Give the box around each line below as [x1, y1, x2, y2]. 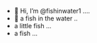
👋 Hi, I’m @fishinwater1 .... [13, 7, 91, 15]
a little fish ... [13, 22, 52, 30]
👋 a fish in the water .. [13, 14, 78, 23]
